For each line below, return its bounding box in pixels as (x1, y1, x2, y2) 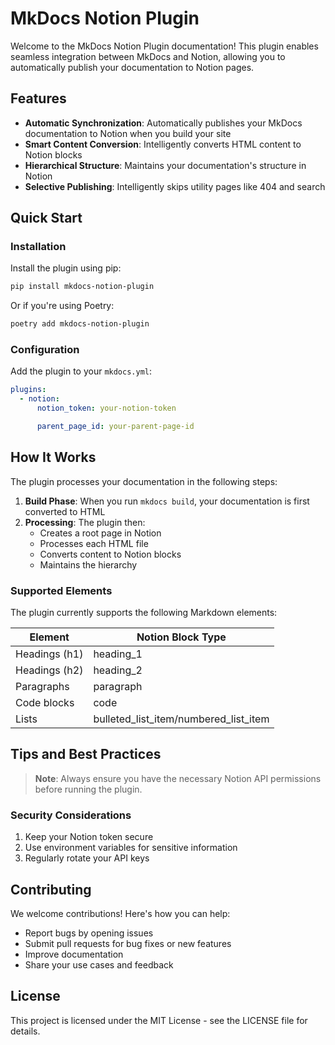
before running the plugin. (34, 783, 143, 795)
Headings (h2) (15, 663, 84, 677)
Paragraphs (15, 680, 70, 694)
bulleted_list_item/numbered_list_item (93, 712, 270, 726)
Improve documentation (24, 948, 124, 961)
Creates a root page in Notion (39, 527, 162, 539)
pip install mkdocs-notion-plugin (10, 282, 155, 292)
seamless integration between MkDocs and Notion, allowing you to (10, 50, 286, 62)
